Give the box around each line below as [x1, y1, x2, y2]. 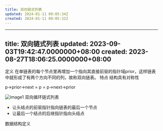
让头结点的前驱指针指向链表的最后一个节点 [12, 104, 98, 110]
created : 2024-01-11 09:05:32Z [5, 16, 68, 21]
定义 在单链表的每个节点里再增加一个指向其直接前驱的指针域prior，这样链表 [5, 69, 156, 74]
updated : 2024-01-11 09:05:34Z [5, 12, 68, 16]
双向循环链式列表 [25, 94, 59, 100]
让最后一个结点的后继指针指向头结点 [12, 111, 85, 116]
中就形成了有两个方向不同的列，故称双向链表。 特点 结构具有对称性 [5, 74, 139, 80]
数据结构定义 [5, 121, 31, 127]
